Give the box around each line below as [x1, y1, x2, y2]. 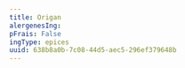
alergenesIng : [9, 21, 62, 30]
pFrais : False [9, 29, 62, 38]
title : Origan [9, 12, 62, 22]
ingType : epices [9, 37, 69, 47]
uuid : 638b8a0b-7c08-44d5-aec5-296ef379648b [9, 46, 177, 55]
